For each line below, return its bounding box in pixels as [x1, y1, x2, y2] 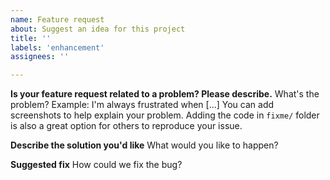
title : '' [10, 33, 52, 43]
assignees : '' [10, 52, 70, 62]
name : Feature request [10, 14, 105, 25]
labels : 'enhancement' [10, 42, 105, 53]
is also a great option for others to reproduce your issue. [10, 120, 243, 132]
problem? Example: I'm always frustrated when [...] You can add [10, 99, 275, 111]
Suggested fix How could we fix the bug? [10, 159, 183, 171]
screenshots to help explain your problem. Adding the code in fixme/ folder [10, 109, 320, 121]
